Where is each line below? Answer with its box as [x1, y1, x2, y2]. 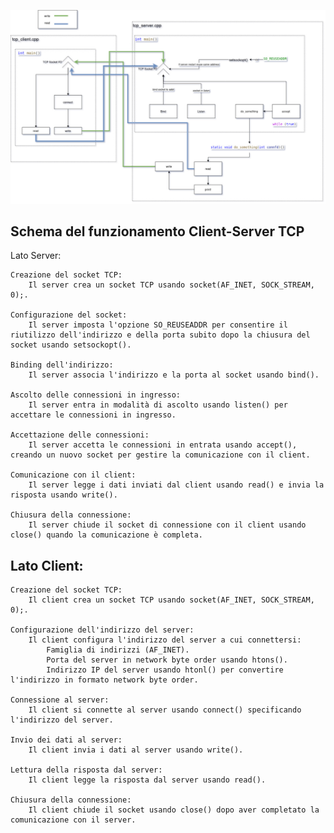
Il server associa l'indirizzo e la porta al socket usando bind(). [28, 370, 320, 380]
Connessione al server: [10, 695, 110, 705]
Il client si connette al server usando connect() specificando [28, 705, 302, 715]
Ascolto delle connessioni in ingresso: [10, 390, 182, 400]
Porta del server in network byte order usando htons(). [46, 655, 288, 665]
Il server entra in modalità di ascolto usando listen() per [28, 400, 288, 410]
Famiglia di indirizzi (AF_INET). [46, 645, 190, 655]
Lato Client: [10, 557, 84, 574]
